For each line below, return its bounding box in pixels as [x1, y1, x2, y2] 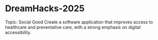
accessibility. [5, 29, 32, 35]
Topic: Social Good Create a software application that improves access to [5, 19, 153, 25]
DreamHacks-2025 [5, 3, 85, 14]
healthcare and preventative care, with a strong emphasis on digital [5, 24, 141, 30]
